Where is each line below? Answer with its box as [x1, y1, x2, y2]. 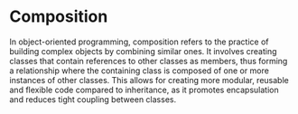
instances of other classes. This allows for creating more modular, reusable [9, 74, 289, 85]
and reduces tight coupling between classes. [9, 93, 177, 105]
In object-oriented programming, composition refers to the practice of [9, 36, 269, 47]
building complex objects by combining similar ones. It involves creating [9, 45, 277, 56]
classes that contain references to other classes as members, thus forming [9, 55, 288, 66]
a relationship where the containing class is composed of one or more [9, 65, 269, 76]
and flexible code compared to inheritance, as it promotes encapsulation [9, 84, 279, 95]
